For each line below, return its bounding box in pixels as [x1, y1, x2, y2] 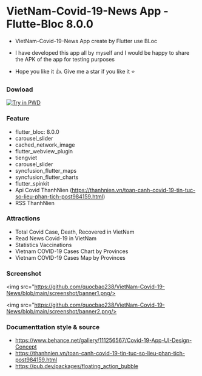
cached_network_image [15, 141, 75, 148]
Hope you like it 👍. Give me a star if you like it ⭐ [15, 68, 135, 75]
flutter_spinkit [15, 179, 50, 187]
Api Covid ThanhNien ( [15, 186, 72, 193]
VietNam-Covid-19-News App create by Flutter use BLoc [15, 37, 158, 44]
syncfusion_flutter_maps [15, 167, 77, 174]
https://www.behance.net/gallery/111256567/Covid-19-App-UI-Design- [15, 336, 192, 344]
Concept [15, 343, 38, 350]
